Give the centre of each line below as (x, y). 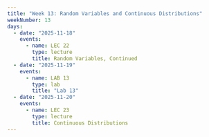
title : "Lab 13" (55, 91)
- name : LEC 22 (47, 46)
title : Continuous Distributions (80, 123)
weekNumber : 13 (29, 20)
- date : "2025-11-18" (45, 33)
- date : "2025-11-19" (45, 65)
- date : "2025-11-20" (45, 98)
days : (15, 26)
